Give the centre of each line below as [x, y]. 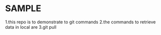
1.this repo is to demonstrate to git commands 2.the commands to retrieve [80, 22]
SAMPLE [23, 9]
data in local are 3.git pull [31, 27]
